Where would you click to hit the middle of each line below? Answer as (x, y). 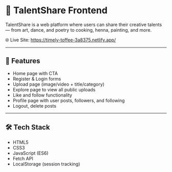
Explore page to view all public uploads (54, 89)
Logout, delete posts (34, 106)
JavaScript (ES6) (30, 153)
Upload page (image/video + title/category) (59, 84)
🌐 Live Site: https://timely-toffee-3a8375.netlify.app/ (61, 40)
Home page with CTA (35, 73)
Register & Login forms (37, 79)
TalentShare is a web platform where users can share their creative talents (84, 24)
